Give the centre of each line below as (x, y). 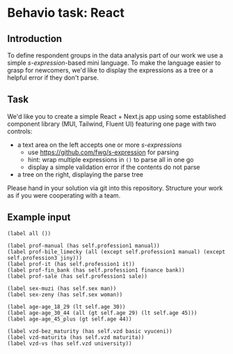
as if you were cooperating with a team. (64, 195)
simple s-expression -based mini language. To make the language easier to (114, 63)
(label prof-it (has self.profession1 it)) (71, 264)
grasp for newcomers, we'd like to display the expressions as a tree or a (110, 70)
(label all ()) (29, 233)
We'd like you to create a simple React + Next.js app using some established (116, 116)
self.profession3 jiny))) (45, 258)
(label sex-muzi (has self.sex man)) (62, 288)
